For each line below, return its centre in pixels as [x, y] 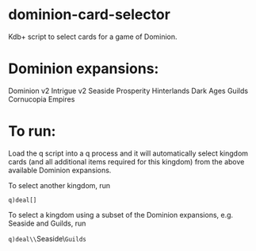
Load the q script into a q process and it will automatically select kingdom [128, 153]
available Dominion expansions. [60, 170]
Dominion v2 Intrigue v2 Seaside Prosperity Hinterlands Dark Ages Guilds [128, 91]
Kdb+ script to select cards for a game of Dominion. [93, 37]
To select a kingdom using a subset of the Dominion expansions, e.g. [121, 214]
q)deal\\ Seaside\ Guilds [48, 238]
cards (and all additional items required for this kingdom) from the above [126, 161]
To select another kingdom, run [59, 185]
